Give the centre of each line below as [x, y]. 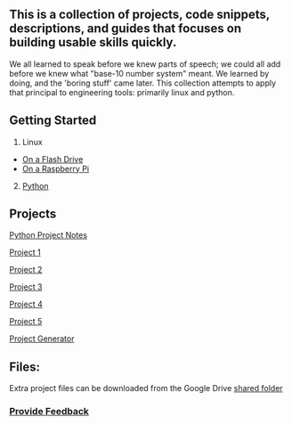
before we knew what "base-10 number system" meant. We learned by [139, 73]
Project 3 [26, 287]
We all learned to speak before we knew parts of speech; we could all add [145, 64]
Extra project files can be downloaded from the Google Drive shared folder [146, 388]
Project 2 [26, 270]
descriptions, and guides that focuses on [126, 29]
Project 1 [25, 252]
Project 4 [26, 304]
